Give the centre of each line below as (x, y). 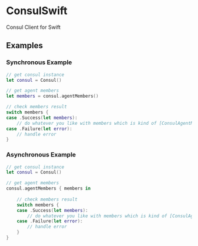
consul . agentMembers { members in (49, 189)
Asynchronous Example (41, 155)
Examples (24, 46)
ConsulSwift (37, 11)
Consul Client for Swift (33, 27)
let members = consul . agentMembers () (52, 96)
